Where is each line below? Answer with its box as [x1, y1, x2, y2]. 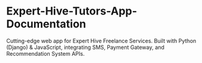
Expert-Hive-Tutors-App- [6, 4, 138, 18]
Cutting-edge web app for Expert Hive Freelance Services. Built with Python [6, 37, 197, 44]
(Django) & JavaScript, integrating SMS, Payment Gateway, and [6, 44, 165, 51]
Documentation [6, 17, 87, 31]
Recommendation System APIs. [6, 50, 85, 57]
